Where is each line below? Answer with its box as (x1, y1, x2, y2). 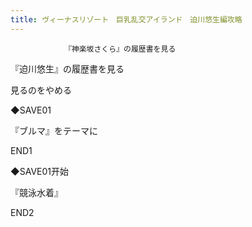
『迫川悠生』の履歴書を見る (10, 62, 125, 75)
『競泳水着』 (10, 186, 63, 198)
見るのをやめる (10, 84, 72, 96)
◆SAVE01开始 (10, 165, 69, 177)
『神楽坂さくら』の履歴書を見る (63, 44, 177, 54)
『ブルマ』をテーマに (10, 124, 98, 136)
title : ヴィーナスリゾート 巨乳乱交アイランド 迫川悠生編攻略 (10, 14, 243, 25)
